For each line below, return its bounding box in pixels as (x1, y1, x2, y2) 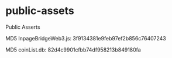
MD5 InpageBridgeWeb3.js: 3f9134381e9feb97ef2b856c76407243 (5, 35, 166, 42)
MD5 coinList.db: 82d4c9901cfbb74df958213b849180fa (5, 46, 141, 53)
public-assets (5, 4, 74, 18)
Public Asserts (5, 23, 40, 30)
